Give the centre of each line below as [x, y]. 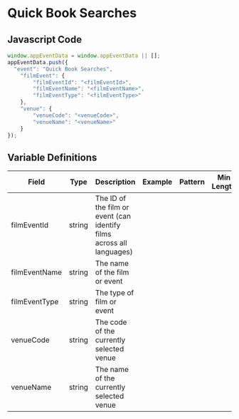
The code [111, 322]
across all [111, 243]
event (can [113, 217]
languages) [114, 252]
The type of [115, 293]
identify [108, 225]
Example [157, 182]
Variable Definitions [52, 157]
